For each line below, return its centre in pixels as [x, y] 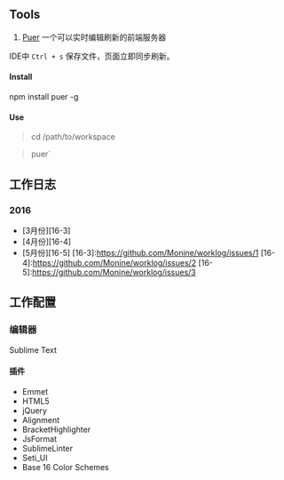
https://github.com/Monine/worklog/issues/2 [114, 262]
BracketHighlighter [56, 429]
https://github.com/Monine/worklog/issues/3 [114, 272]
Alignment [41, 420]
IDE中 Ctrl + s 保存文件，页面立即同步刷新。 [92, 56]
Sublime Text [33, 349]
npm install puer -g [44, 97]
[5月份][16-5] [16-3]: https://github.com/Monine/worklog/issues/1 [140, 252]
